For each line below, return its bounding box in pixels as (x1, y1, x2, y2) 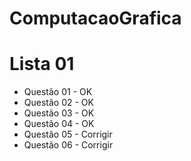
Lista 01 (9, 53, 75, 76)
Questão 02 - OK (23, 97, 94, 109)
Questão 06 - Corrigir (23, 139, 114, 151)
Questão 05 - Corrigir (23, 128, 113, 141)
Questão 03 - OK (23, 107, 95, 119)
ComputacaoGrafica (9, 7, 182, 30)
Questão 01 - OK (23, 86, 93, 98)
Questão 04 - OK (23, 118, 95, 130)
